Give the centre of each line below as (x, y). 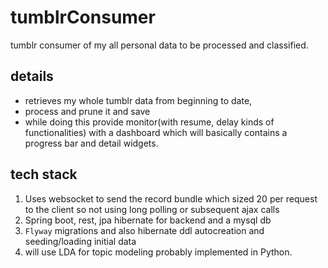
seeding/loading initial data (80, 241)
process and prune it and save (87, 111)
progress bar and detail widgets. (91, 143)
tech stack (44, 174)
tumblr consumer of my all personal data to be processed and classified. (159, 45)
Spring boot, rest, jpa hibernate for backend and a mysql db (148, 220)
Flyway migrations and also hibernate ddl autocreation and (144, 230)
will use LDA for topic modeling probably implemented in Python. (158, 252)
